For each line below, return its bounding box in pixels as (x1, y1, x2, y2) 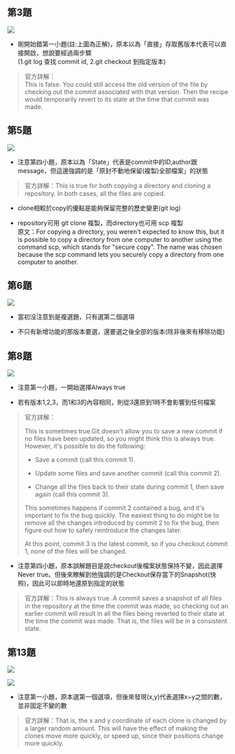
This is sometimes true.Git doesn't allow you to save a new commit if (24, 427, 223, 436)
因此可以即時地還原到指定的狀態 (32, 579, 125, 588)
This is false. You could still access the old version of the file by (24, 80, 208, 88)
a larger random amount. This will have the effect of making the (24, 725, 208, 733)
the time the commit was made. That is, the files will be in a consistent (24, 617, 228, 626)
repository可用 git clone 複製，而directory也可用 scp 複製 (17, 218, 184, 227)
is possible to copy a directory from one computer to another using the (17, 235, 222, 243)
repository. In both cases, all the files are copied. (24, 189, 166, 198)
